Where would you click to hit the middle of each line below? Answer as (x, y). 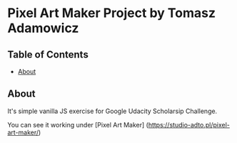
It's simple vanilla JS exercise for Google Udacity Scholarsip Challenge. (112, 111)
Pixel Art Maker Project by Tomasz (112, 13)
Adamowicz (43, 28)
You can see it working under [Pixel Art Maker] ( (78, 125)
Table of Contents (48, 54)
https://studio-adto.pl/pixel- (189, 125)
